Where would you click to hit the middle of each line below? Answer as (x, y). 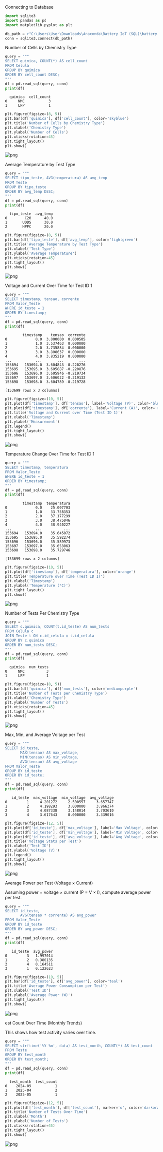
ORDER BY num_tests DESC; (31, 645)
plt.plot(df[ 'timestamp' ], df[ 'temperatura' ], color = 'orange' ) (70, 572)
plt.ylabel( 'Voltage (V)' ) (32, 850)
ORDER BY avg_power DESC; (31, 929)
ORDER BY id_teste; (25, 775)
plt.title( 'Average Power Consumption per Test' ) (56, 986)
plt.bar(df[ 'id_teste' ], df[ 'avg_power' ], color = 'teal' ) (64, 982)
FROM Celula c (19, 631)
